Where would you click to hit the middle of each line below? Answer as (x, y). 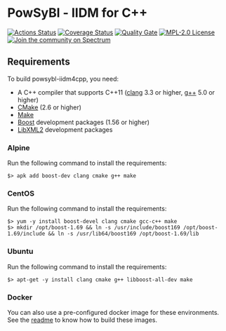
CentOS (21, 193)
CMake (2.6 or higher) (49, 107)
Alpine (19, 147)
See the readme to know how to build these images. (82, 320)
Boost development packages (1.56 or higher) (83, 122)
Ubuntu (20, 252)
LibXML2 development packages (65, 129)
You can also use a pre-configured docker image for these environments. (113, 312)
